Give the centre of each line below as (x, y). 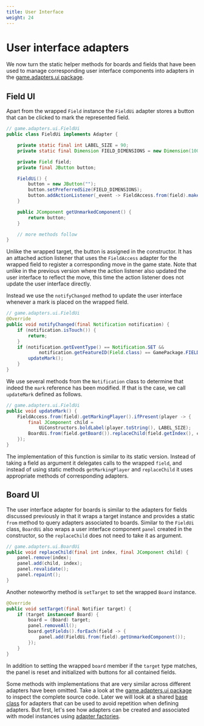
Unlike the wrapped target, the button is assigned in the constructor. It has (99, 252)
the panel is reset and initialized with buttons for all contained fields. (91, 672)
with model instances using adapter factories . (63, 716)
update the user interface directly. (49, 284)
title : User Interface (35, 12)
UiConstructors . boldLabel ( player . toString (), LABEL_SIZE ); (115, 428)
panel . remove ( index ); (44, 558)
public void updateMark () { (42, 411)
